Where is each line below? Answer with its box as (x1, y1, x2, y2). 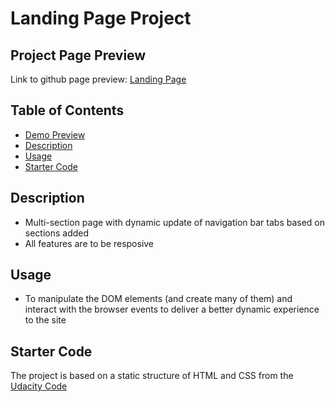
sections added (24, 227, 90, 239)
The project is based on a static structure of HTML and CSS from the (10, 370, 294, 382)
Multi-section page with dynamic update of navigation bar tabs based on (24, 216, 326, 228)
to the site (24, 314, 67, 326)
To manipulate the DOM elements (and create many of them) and (24, 293, 293, 305)
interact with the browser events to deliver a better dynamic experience (24, 303, 320, 316)
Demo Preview (24, 128, 86, 141)
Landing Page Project (10, 7, 192, 30)
